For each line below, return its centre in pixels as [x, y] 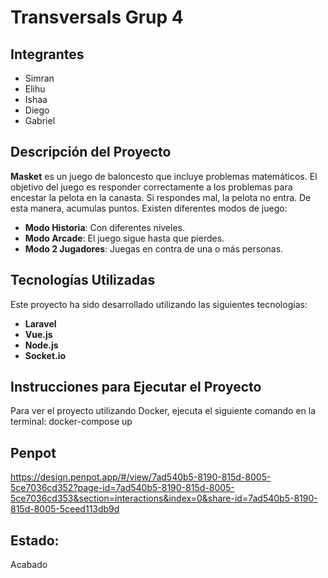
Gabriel [40, 120]
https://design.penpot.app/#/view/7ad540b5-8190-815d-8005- [141, 477]
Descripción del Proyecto [91, 152]
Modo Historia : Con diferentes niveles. [105, 227]
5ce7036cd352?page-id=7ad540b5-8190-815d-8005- [122, 488]
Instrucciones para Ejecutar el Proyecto [136, 387]
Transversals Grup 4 [97, 17]
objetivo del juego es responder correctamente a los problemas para [151, 187]
